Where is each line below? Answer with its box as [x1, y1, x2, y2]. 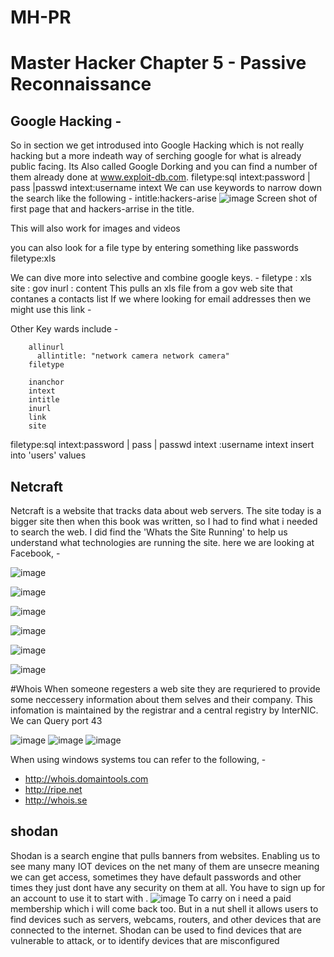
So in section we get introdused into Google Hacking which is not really [10, 139, 305, 151]
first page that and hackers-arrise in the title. [10, 203, 195, 215]
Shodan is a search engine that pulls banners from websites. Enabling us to [10, 849, 321, 861]
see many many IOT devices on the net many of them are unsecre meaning [10, 860, 320, 872]
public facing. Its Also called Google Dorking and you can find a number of [10, 161, 318, 173]
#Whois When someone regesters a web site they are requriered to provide [10, 683, 321, 695]
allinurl [28, 342, 65, 353]
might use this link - [10, 304, 92, 316]
